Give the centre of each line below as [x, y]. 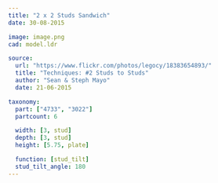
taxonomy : [24, 102]
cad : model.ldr [33, 44]
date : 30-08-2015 [36, 23]
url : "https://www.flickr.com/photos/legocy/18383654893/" [114, 66]
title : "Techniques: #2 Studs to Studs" [82, 73]
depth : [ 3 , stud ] [44, 138]
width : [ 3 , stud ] [44, 130]
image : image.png [36, 37]
